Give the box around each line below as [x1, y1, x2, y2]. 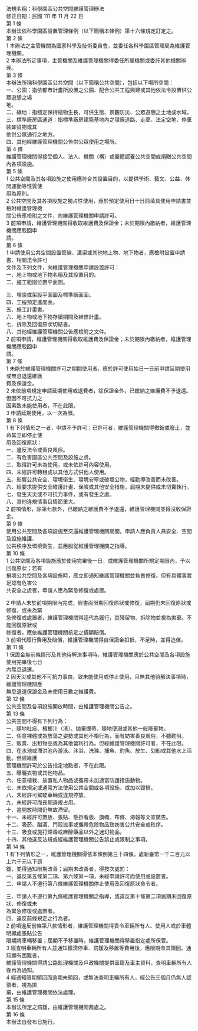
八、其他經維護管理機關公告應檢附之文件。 [6, 328, 110, 335]
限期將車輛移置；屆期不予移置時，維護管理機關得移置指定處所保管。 [6, 937, 171, 944]
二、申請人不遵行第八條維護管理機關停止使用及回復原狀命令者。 [6, 880, 161, 887]
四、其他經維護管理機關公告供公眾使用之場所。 [6, 138, 120, 145]
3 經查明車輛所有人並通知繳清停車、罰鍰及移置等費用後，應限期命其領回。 [6, 945, 187, 951]
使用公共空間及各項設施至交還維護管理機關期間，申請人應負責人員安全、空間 [6, 528, 192, 534]
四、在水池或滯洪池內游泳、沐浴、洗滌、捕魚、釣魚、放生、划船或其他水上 [6, 747, 187, 754]
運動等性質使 [11, 183, 42, 189]
